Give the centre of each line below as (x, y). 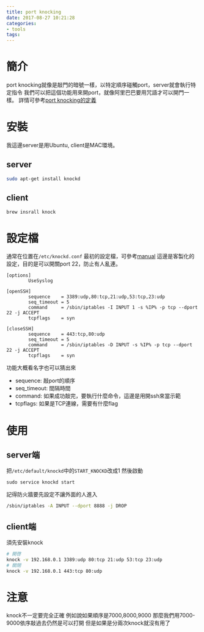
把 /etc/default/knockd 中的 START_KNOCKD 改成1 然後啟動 (75, 471)
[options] (19, 275)
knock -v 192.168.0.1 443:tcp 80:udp (54, 571)
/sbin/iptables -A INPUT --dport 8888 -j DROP (67, 506)
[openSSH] (19, 292)
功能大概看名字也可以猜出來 (41, 368)
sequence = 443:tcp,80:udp (67, 334)
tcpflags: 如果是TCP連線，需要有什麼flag (66, 404)
